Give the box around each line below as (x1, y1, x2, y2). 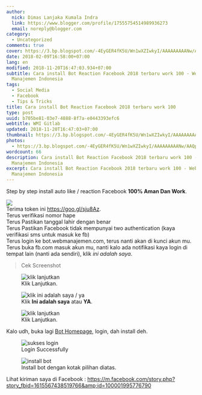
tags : (6, 82, 20, 88)
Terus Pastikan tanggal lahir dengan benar (6, 218, 111, 225)
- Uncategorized (11, 37, 52, 43)
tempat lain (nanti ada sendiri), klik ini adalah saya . (6, 250, 133, 257)
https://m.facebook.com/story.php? (87, 376, 176, 382)
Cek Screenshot (20, 262, 61, 269)
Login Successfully (21, 346, 69, 353)
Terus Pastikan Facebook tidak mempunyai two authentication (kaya (6, 225, 176, 232)
